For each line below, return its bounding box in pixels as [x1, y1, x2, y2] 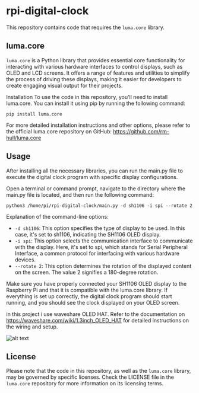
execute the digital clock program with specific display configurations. [6, 173, 178, 180]
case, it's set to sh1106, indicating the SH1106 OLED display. [14, 231, 162, 238]
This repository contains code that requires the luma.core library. [6, 24, 165, 31]
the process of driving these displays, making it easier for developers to [6, 75, 182, 82]
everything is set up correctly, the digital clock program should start [6, 292, 172, 300]
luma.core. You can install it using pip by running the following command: [6, 100, 185, 107]
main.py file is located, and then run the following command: [6, 191, 154, 198]
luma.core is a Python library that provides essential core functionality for [6, 56, 185, 63]
